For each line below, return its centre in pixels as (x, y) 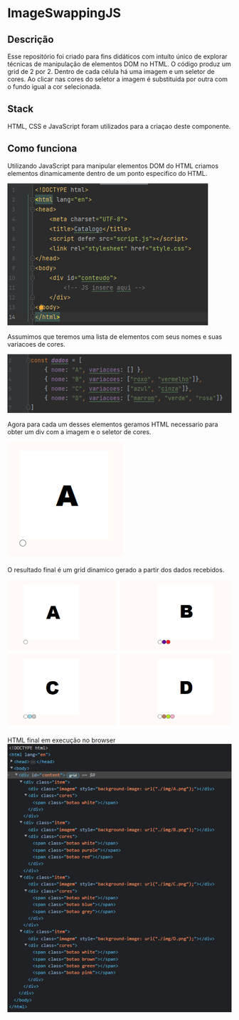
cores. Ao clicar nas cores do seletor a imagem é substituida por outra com (118, 79)
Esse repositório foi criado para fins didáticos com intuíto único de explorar (117, 56)
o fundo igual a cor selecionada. (54, 86)
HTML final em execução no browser (62, 740)
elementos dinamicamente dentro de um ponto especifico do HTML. (107, 173)
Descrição (31, 40)
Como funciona (42, 148)
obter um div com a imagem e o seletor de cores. (79, 431)
